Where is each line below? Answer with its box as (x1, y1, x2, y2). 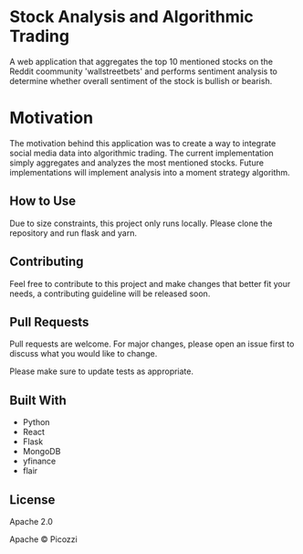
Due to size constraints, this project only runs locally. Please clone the (9, 218, 273, 229)
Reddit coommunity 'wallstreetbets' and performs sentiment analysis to (9, 66, 278, 77)
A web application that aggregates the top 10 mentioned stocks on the (9, 56, 274, 67)
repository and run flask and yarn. (9, 227, 138, 239)
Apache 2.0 (9, 516, 53, 527)
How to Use (9, 194, 77, 209)
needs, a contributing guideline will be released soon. (9, 288, 211, 299)
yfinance (22, 455, 57, 467)
